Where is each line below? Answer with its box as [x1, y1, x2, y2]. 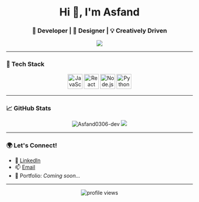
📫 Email [14, 163, 36, 171]
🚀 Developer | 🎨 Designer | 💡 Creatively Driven [31, 27, 168, 35]
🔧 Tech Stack [6, 60, 45, 68]
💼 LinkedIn [14, 157, 41, 164]
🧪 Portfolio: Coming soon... [14, 172, 81, 179]
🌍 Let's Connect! [6, 141, 57, 149]
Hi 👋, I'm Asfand [59, 5, 140, 19]
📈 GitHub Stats [6, 104, 52, 112]
